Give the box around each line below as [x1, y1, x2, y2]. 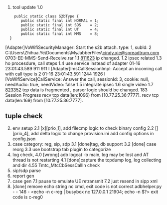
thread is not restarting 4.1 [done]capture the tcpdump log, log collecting [12, 157, 162, 163]
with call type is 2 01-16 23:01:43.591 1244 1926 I [5, 71, 106, 77]
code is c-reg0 [12, 194, 43, 200]
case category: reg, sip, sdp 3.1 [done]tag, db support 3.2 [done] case [12, 141, 157, 147]
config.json [12, 136, 36, 142]
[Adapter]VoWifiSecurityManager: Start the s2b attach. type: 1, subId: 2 [5, 44, 152, 50]
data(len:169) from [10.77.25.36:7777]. [5, 97, 83, 103]
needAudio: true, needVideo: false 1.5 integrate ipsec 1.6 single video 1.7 [5, 82, 154, 87]
